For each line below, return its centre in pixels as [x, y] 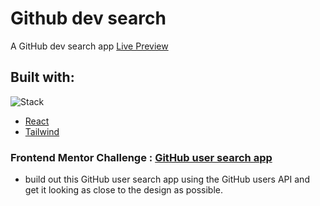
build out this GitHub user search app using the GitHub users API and [167, 179]
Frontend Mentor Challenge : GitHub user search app [141, 157]
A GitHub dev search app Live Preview [89, 46]
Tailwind [42, 131]
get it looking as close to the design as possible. [124, 190]
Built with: [42, 77]
